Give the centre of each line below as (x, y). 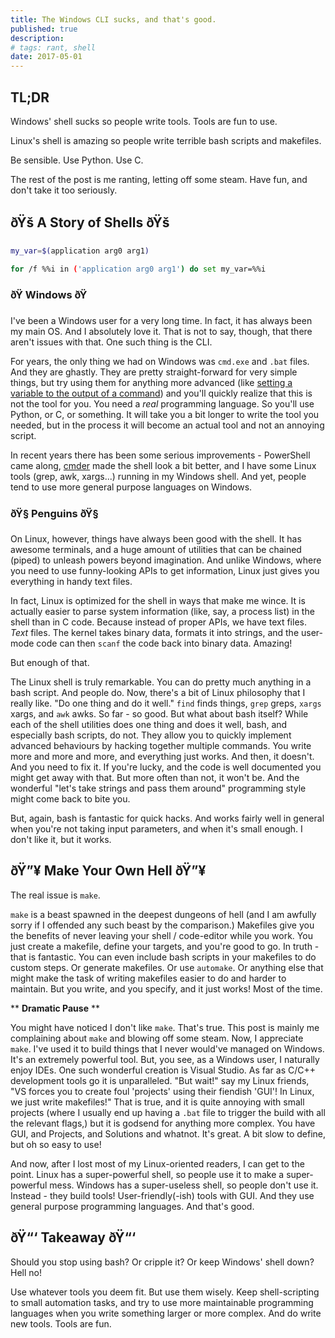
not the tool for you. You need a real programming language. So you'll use (162, 403)
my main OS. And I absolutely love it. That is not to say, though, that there (161, 331)
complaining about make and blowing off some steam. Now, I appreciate (157, 1038)
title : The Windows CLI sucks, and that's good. (113, 19)
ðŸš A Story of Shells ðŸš (90, 222)
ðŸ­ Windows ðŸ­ (49, 295)
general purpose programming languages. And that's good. (132, 1206)
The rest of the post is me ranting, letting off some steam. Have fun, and (159, 179)
